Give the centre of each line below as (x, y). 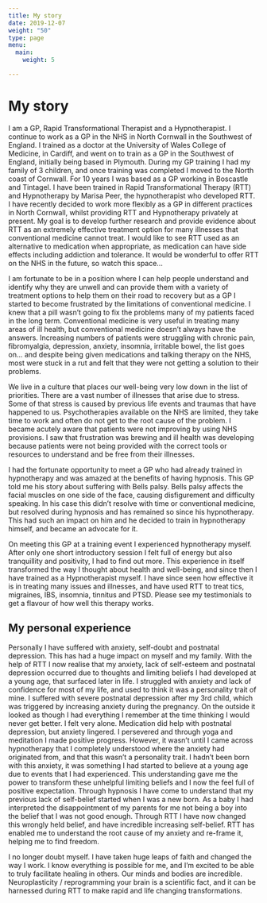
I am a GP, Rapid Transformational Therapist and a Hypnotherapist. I (120, 128)
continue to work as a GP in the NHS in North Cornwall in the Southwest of (130, 137)
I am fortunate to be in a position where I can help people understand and (128, 278)
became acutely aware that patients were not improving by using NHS (123, 429)
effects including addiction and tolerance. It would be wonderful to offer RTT (133, 254)
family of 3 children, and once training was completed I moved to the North (131, 170)
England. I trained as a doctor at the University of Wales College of (117, 145)
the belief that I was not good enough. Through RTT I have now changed (127, 816)
